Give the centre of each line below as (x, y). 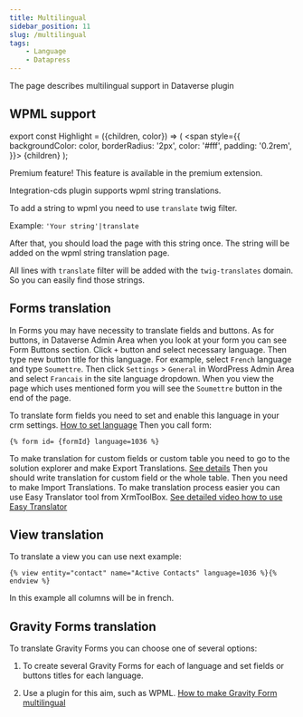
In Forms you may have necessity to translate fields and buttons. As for (142, 330)
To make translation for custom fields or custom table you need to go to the (150, 458)
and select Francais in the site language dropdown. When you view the (142, 378)
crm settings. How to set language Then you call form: (111, 425)
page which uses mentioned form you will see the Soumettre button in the (146, 388)
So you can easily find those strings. (77, 280)
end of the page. (40, 397)
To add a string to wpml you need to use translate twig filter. (123, 208)
